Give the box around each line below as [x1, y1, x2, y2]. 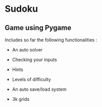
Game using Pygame [5, 23, 72, 32]
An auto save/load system [12, 86, 67, 92]
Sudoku [5, 3, 39, 15]
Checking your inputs [12, 57, 57, 63]
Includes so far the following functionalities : [5, 37, 97, 43]
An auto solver [12, 47, 43, 52]
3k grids [12, 96, 30, 102]
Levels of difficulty [12, 76, 51, 82]
